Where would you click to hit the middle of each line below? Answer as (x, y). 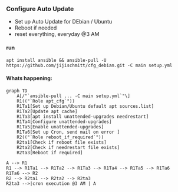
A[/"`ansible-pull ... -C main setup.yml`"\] (74, 96)
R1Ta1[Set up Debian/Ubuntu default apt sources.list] (85, 106)
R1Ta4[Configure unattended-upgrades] (64, 122)
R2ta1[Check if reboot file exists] (62, 142)
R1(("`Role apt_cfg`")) (46, 101)
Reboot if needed (36, 28)
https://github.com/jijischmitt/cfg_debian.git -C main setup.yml (89, 65)
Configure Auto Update (40, 9)
